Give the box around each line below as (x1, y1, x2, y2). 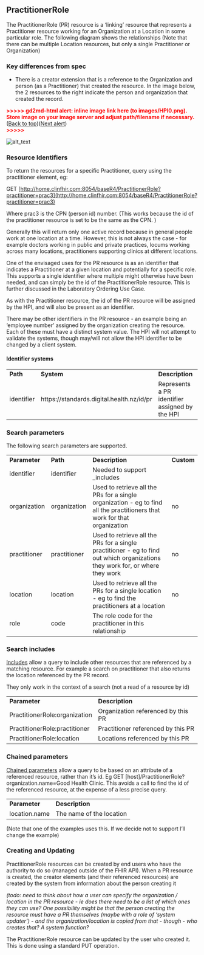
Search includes (6, 644, 56, 653)
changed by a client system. (6, 341, 77, 348)
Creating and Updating (6, 846, 75, 855)
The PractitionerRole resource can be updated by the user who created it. (6, 936, 191, 943)
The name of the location (55, 809, 127, 818)
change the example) (6, 831, 59, 838)
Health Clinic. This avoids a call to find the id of (71, 779, 189, 787)
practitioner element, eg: (6, 173, 68, 181)
